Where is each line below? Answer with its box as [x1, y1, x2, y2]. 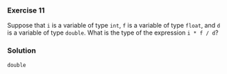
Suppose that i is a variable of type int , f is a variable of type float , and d [7, 21, 221, 30]
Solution [7, 46, 37, 55]
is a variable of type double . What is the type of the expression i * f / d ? [7, 28, 219, 37]
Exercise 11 [7, 6, 45, 15]
